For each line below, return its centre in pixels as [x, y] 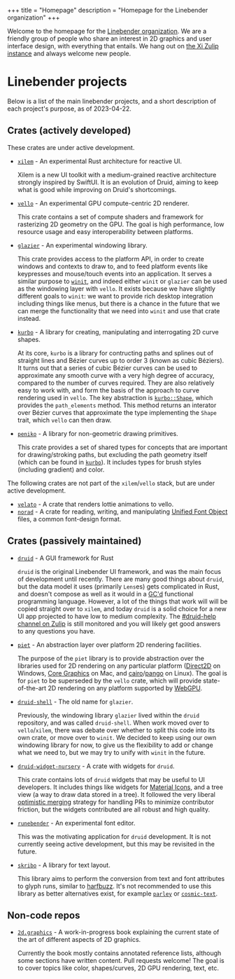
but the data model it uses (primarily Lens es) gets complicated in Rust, [119, 586]
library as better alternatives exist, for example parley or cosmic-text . [117, 894]
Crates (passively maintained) [74, 541]
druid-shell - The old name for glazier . [75, 701]
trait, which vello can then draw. [64, 420]
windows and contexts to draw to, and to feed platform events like [113, 266]
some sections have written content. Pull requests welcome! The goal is [121, 961]
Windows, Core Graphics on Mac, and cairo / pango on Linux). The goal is [122, 673]
